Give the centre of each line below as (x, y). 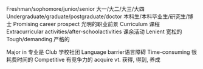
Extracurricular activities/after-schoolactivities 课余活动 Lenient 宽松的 (94, 31)
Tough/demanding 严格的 (38, 39)
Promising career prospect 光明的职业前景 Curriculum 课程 (86, 24)
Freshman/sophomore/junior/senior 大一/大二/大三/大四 (75, 9)
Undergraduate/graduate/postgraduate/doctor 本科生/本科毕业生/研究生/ (97, 16)
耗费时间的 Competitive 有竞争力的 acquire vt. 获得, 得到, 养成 (83, 60)
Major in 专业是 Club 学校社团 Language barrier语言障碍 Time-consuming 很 (102, 52)
